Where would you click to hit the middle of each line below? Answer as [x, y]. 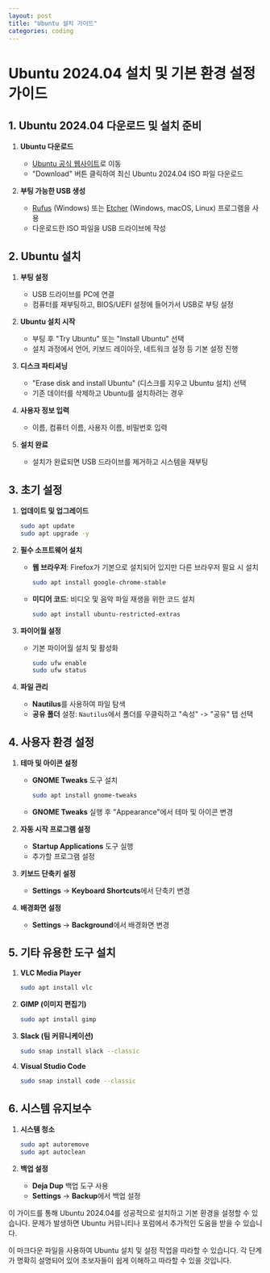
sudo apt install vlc [56, 987]
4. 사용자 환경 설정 [52, 742]
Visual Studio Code [53, 1066]
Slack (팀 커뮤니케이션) [57, 1036]
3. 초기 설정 [35, 490]
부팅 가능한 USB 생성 [53, 191]
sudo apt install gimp [58, 1019]
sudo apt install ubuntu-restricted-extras [106, 614]
